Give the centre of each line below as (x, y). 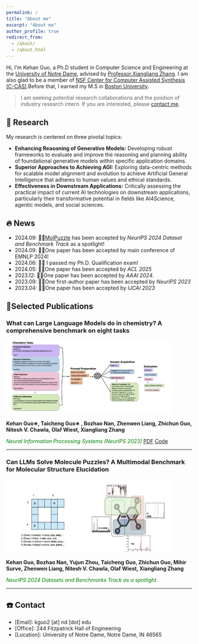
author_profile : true (33, 31)
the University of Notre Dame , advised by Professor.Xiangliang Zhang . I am (97, 73)
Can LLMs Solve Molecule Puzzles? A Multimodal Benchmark (96, 462)
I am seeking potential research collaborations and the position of (100, 97)
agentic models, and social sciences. (60, 204)
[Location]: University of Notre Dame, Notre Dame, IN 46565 (88, 635)
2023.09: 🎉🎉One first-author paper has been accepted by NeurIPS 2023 (103, 281)
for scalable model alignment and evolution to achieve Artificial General (101, 173)
